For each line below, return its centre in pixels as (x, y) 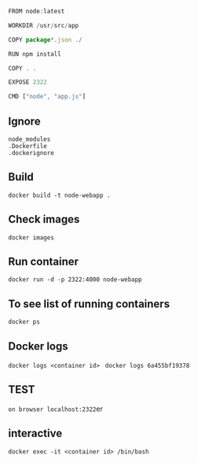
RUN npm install (35, 54)
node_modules (29, 139)
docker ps (24, 322)
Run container (44, 261)
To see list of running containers (89, 304)
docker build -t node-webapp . (59, 195)
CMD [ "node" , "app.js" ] (47, 97)
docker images (31, 237)
